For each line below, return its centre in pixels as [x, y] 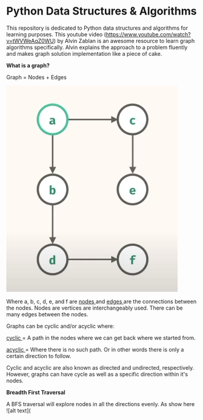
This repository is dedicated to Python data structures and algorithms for [97, 28]
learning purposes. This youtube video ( [56, 34]
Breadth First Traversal [36, 392]
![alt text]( [19, 410]
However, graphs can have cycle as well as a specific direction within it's [97, 374]
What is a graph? [28, 65]
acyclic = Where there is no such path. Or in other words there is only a [95, 349]
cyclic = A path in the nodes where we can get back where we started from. [101, 338]
